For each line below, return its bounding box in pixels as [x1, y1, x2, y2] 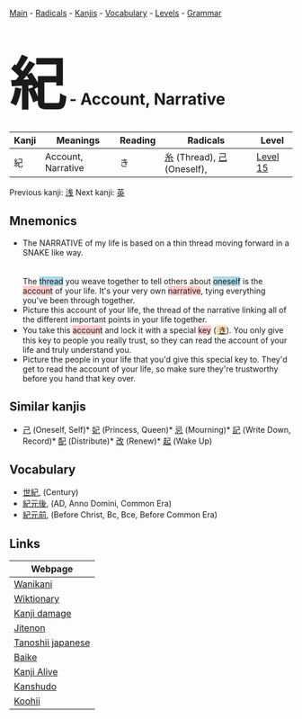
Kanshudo [13, 680, 57, 693]
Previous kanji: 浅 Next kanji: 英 [9, 186, 126, 197]
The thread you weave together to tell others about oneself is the [22, 275, 263, 286]
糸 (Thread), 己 [164, 150, 227, 163]
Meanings [56, 134, 101, 147]
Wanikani [13, 578, 53, 590]
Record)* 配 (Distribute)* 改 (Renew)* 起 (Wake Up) [22, 436, 213, 446]
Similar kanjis [9, 400, 87, 415]
